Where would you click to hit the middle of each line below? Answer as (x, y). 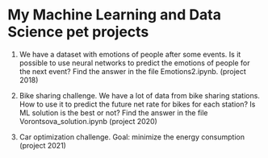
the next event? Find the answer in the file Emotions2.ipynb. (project (133, 71)
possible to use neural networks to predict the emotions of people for (134, 63)
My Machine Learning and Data (114, 15)
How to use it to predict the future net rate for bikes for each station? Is (137, 104)
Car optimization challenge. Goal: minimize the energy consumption (132, 137)
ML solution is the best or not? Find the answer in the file (113, 112)
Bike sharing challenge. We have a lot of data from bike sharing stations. (139, 95)
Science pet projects (78, 32)
